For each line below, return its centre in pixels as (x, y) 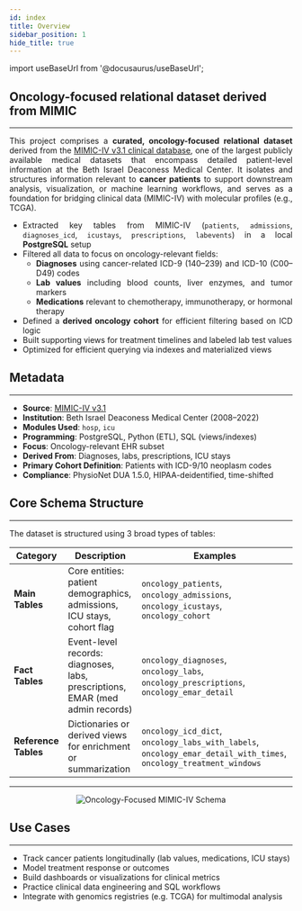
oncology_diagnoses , (184, 660)
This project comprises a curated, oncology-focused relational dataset (151, 141)
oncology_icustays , (182, 606)
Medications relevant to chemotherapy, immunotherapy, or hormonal (164, 302)
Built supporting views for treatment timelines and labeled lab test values (157, 340)
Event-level (93, 642)
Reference (36, 741)
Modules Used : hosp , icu (68, 427)
